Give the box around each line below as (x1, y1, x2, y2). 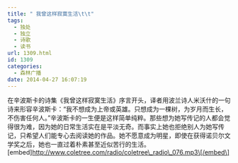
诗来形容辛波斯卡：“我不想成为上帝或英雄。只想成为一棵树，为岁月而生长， (7, 105, 228, 114)
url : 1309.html (7, 50, 52, 57)
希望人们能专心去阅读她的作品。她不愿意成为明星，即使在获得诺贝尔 (25, 131, 225, 140)
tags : (7, 17, 23, 24)
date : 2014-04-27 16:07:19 (7, 76, 87, 83)
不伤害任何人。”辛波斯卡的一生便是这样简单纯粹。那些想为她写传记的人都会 (7, 114, 225, 122)
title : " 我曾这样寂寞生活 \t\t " (7, 10, 94, 18)
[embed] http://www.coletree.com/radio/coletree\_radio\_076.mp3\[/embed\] (7, 148, 230, 157)
